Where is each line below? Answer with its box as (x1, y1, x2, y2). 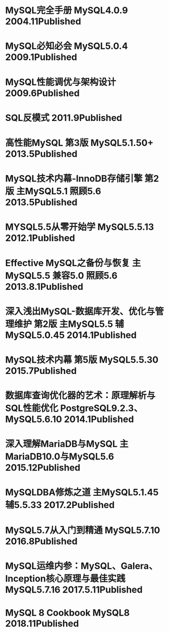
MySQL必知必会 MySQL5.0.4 (5, 40, 128, 52)
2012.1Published (5, 232, 75, 244)
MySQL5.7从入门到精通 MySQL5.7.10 (5, 524, 160, 536)
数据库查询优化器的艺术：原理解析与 (5, 390, 156, 401)
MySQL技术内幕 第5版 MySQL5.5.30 (5, 354, 159, 365)
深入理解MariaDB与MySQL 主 (5, 438, 129, 450)
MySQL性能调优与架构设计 (5, 76, 117, 88)
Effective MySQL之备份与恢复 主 (5, 257, 141, 269)
